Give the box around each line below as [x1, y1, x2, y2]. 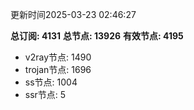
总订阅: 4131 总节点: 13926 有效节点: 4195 [10, 30, 184, 42]
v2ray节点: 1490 [24, 51, 92, 63]
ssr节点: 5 [24, 89, 67, 100]
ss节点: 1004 [24, 76, 78, 88]
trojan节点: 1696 [24, 64, 92, 75]
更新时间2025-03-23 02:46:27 [10, 9, 137, 20]
